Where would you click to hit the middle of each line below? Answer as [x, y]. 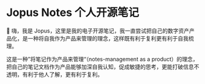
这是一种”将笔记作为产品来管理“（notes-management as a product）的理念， [102, 59]
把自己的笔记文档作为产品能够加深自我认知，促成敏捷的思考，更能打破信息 [100, 67]
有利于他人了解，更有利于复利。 [62, 74]
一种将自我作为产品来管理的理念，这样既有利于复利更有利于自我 [108, 38]
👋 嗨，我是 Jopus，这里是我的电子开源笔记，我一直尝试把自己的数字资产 [98, 31]
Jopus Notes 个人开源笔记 [73, 13]
